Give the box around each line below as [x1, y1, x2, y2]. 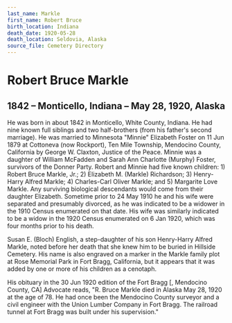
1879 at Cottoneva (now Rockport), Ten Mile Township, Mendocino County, [7, 140, 222, 149]
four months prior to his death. [7, 222, 95, 230]
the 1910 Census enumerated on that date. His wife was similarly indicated [7, 207, 220, 215]
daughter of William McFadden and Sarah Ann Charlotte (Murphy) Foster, [7, 156, 216, 163]
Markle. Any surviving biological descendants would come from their [7, 185, 204, 193]
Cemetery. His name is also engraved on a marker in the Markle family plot [7, 250, 220, 258]
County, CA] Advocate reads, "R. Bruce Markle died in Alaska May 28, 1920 [7, 285, 223, 294]
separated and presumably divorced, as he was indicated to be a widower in [7, 199, 225, 208]
